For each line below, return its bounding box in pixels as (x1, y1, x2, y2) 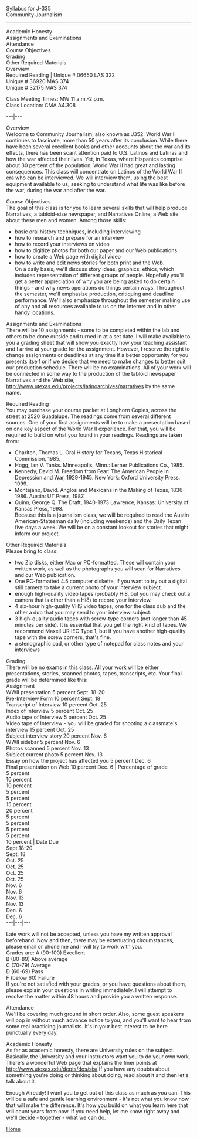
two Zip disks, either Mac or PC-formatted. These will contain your (14, 559, 176, 566)
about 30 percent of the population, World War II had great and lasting (6, 162, 176, 169)
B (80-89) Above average (6, 956, 68, 962)
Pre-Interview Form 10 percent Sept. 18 (6, 695, 101, 702)
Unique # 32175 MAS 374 (6, 84, 67, 91)
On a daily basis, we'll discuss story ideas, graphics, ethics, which (14, 266, 175, 272)
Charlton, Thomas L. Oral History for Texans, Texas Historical (14, 449, 162, 456)
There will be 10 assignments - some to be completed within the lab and (6, 327, 180, 334)
